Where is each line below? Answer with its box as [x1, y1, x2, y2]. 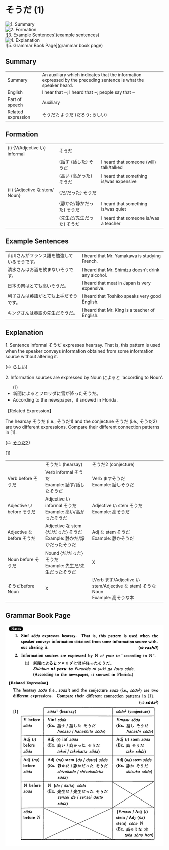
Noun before [7, 556, 34, 562]
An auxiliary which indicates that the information [42, 71, 142, 78]
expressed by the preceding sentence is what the [42, 77, 144, 83]
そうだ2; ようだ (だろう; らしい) [42, 112, 107, 118]
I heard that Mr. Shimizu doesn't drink [82, 267, 160, 273]
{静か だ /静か [59, 200, 85, 207]
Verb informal [45, 469, 74, 475]
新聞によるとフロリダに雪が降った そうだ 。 [12, 390, 101, 396]
